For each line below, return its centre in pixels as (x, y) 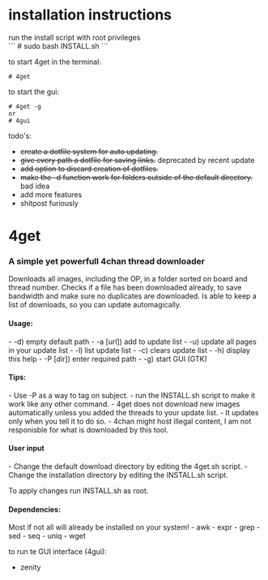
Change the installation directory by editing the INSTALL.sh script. (118, 475)
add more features (51, 194)
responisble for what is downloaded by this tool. (88, 430)
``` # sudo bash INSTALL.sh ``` (58, 45)
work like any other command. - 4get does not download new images (124, 404)
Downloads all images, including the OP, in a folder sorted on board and (128, 279)
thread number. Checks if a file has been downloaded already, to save (125, 288)
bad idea (35, 186)
